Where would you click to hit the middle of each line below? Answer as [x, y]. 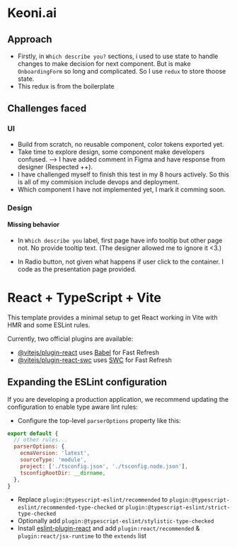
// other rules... [41, 440]
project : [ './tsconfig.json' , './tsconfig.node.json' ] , [104, 466]
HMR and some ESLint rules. [49, 325]
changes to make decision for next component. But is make [104, 64]
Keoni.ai [32, 13]
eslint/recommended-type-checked [67, 508]
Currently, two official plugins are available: [70, 339]
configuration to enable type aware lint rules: [73, 407]
